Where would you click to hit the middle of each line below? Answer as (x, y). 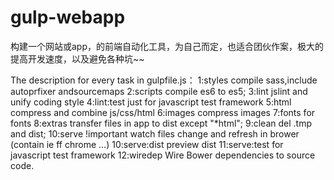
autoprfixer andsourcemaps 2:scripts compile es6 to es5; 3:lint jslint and (159, 91)
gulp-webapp (68, 17)
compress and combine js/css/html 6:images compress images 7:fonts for (163, 112)
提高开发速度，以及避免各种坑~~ (77, 58)
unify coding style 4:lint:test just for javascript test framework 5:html (151, 102)
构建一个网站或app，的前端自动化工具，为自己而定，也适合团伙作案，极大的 (167, 46)
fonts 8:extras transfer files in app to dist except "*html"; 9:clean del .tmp (161, 123)
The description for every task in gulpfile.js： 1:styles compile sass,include (164, 80)
